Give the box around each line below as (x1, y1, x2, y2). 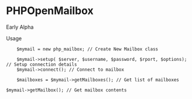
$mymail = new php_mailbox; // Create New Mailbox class (16, 46, 159, 52)
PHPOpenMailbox (6, 4, 94, 18)
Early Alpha (6, 23, 34, 30)
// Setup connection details (6, 62, 77, 67)
